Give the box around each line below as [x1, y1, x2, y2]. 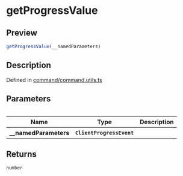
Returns [6, 149, 37, 159]
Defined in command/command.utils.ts [6, 76, 102, 83]
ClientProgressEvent [75, 129, 134, 136]
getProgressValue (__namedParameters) [6, 43, 101, 49]
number [6, 165, 23, 171]
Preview [6, 28, 38, 38]
